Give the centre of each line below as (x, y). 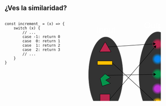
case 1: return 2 (41, 45)
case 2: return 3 (41, 50)
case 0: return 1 (41, 41)
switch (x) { (27, 28)
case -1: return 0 (41, 36)
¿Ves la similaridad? (36, 8)
